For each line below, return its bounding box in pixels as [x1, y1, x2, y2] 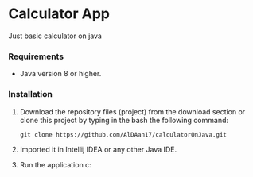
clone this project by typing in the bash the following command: [19, 115, 229, 125]
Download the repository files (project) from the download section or [19, 106, 246, 116]
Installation [8, 89, 53, 100]
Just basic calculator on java [8, 31, 102, 40]
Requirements [8, 51, 64, 62]
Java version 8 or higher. [19, 69, 102, 79]
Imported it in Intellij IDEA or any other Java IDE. [19, 144, 177, 154]
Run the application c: [19, 160, 91, 169]
